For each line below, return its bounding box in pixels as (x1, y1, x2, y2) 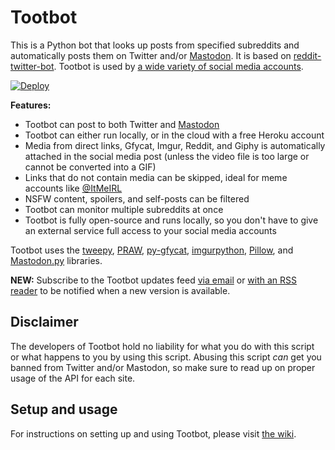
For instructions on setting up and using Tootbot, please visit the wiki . (10, 427, 297, 440)
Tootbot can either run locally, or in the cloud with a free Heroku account (24, 129, 325, 141)
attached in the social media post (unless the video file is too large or (24, 150, 310, 162)
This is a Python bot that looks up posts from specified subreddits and (10, 39, 300, 51)
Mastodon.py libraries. (10, 254, 103, 266)
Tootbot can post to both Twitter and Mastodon (24, 118, 220, 130)
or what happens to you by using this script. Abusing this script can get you (10, 351, 322, 363)
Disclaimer (10, 314, 79, 331)
